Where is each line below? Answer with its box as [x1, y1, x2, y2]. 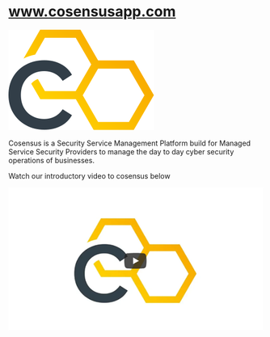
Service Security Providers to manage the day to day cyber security [8, 146, 234, 156]
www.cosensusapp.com [8, 2, 176, 21]
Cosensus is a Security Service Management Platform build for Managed [8, 138, 251, 148]
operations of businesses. [8, 155, 95, 165]
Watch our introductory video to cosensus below [8, 171, 171, 180]
